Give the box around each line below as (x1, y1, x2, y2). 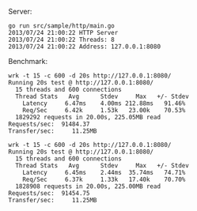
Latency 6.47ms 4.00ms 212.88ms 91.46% (22, 100, 186, 107)
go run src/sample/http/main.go (8, 22, 115, 30)
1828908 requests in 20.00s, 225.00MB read (15, 183, 161, 190)
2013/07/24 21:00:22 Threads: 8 (8, 36, 115, 43)
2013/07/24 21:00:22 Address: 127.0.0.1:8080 (8, 43, 161, 51)
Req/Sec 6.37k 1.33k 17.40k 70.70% (22, 175, 186, 183)
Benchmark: (8, 57, 48, 66)
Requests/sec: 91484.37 (8, 120, 90, 128)
